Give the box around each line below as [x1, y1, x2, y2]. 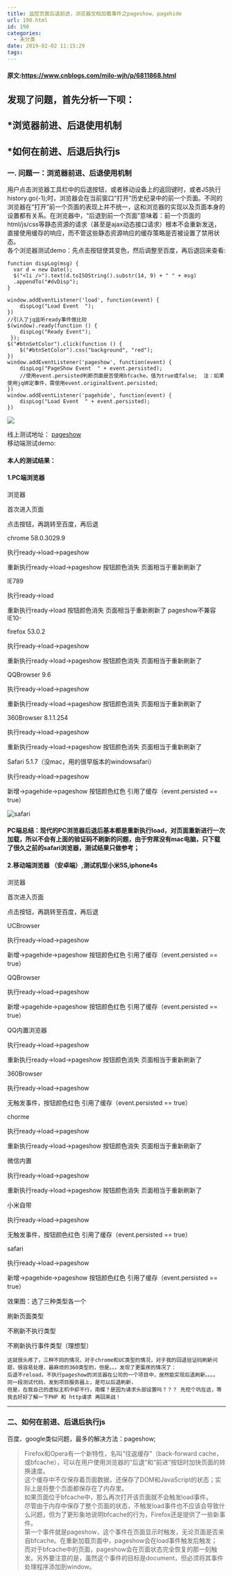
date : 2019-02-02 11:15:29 [7, 42, 85, 49]
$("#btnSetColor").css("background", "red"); [19, 346, 154, 354]
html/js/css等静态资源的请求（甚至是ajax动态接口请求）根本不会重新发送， [7, 220, 221, 228]
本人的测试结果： [7, 456, 56, 464]
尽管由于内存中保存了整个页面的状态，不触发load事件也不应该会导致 [24, 1501, 220, 1509]
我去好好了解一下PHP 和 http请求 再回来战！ [7, 1393, 121, 1400]
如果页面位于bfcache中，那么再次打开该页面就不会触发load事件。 [24, 1493, 212, 1501]
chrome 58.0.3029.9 [7, 533, 66, 542]
